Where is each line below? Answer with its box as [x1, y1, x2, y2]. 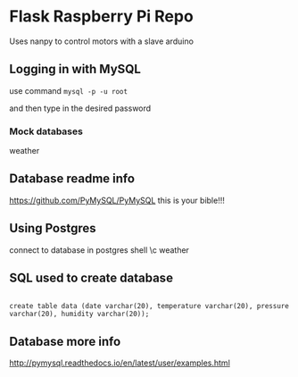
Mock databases [9, 125, 83, 138]
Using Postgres [9, 221, 96, 236]
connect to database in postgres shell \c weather [9, 244, 190, 256]
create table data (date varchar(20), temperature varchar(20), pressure [9, 302, 290, 311]
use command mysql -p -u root [9, 85, 128, 96]
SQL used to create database [9, 271, 174, 286]
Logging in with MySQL [9, 62, 141, 77]
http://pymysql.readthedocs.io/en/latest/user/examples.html [9, 357, 230, 368]
